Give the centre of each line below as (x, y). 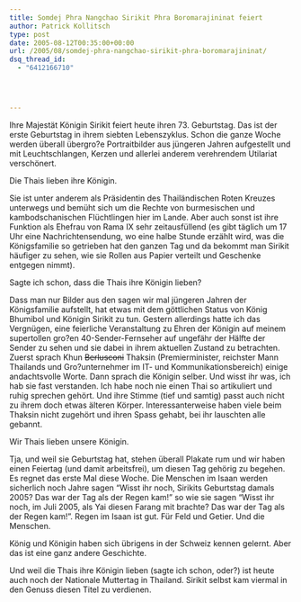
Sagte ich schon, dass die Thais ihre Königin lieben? (106, 282)
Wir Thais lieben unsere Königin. (69, 441)
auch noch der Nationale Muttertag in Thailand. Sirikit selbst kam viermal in (148, 580)
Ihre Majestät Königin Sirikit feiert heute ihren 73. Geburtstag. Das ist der (143, 125)
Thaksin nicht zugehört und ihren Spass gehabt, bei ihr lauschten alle (137, 414)
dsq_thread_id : (38, 59)
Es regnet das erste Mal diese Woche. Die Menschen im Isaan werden (138, 478)
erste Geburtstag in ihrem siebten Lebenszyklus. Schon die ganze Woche (145, 134)
